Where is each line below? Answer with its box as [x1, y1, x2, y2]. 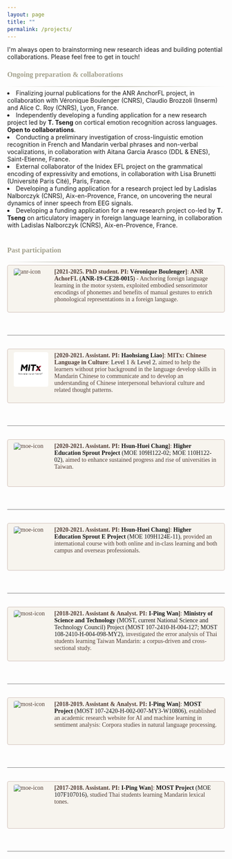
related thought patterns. [54, 386, 113, 394]
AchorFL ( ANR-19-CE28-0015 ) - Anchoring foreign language [54, 275, 209, 282]
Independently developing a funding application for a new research [16, 111, 207, 119]
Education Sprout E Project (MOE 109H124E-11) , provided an [54, 532, 213, 540]
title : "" [7, 18, 36, 26]
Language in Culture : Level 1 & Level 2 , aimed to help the [54, 358, 201, 366]
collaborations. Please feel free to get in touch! [7, 52, 140, 61]
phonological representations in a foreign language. [54, 296, 178, 303]
